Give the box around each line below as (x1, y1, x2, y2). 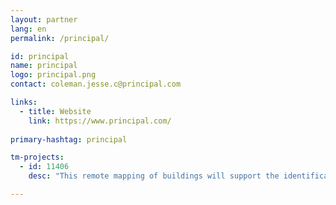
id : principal (10, 51, 70, 61)
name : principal (10, 61, 78, 71)
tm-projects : (10, 152, 65, 163)
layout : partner (10, 14, 78, 25)
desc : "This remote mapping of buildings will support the (28, 171, 280, 181)
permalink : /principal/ (10, 33, 110, 43)
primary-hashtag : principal (10, 134, 128, 145)
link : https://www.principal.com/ (28, 116, 172, 126)
